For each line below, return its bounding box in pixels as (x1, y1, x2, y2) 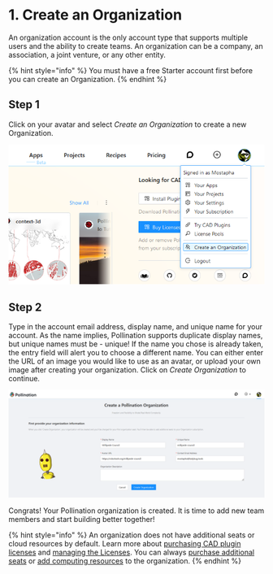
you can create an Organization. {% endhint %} (8, 74, 167, 84)
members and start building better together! (8, 514, 155, 524)
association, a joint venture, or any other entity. (8, 50, 167, 59)
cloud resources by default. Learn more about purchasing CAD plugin (8, 538, 241, 548)
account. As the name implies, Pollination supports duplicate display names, (8, 330, 263, 340)
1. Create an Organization (8, 6, 183, 24)
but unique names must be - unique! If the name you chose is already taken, (8, 339, 264, 349)
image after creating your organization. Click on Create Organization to (8, 364, 246, 375)
